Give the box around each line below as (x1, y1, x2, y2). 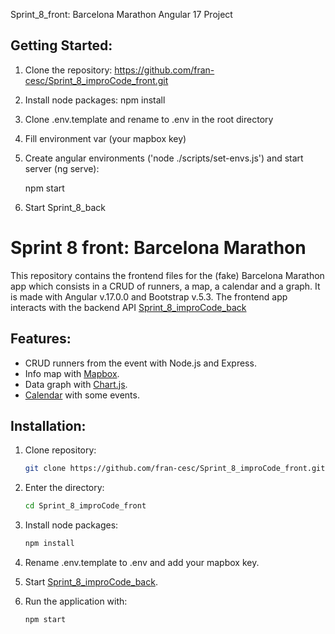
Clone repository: (24, 444, 97, 456)
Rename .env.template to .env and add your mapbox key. (24, 557, 260, 568)
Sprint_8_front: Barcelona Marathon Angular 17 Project (10, 9, 233, 20)
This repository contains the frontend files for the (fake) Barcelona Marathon (10, 269, 325, 281)
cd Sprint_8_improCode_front (24, 501, 147, 511)
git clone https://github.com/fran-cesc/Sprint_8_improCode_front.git (24, 464, 326, 474)
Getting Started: (10, 37, 113, 54)
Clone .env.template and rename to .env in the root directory (24, 113, 274, 125)
